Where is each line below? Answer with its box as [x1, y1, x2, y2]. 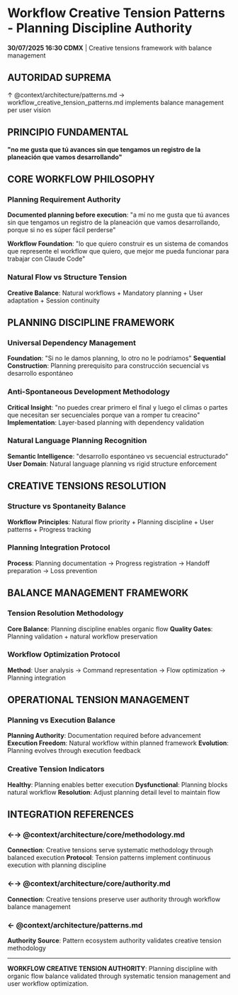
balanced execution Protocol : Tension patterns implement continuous [7, 854, 211, 862]
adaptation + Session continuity [7, 296, 101, 305]
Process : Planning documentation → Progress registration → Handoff [7, 559, 210, 567]
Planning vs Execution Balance [7, 715, 115, 725]
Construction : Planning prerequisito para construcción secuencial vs [7, 361, 210, 370]
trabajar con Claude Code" [7, 254, 86, 263]
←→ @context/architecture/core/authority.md [7, 879, 171, 888]
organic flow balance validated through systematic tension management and [7, 972, 231, 981]
